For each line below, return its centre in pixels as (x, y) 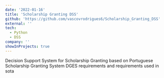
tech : (11, 28)
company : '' (17, 42)
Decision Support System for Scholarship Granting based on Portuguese (79, 60)
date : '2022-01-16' (25, 10)
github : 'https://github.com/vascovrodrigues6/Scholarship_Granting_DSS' (83, 19)
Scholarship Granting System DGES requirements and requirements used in (82, 66)
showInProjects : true (27, 46)
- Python (19, 33)
